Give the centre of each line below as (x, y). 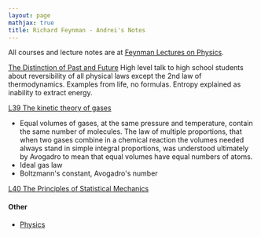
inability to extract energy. (50, 93)
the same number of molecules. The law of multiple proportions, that (130, 131)
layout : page (29, 15)
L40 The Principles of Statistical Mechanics (79, 189)
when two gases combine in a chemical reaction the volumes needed (132, 140)
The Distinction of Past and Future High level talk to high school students (126, 68)
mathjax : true (31, 23)
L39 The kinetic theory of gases (60, 108)
